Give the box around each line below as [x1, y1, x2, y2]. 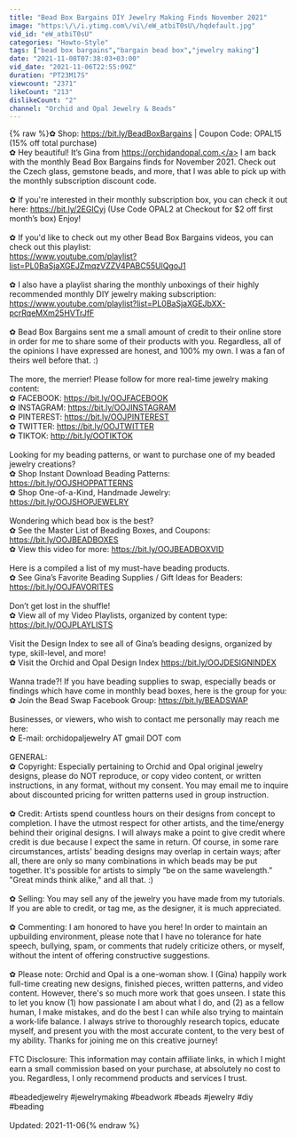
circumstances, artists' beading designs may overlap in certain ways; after [9, 846, 281, 857]
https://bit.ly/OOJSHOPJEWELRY [9, 497, 129, 508]
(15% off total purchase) [9, 138, 98, 148]
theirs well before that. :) [9, 355, 99, 365]
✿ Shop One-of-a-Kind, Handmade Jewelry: [9, 487, 171, 498]
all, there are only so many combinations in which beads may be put [9, 855, 258, 867]
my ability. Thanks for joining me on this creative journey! [9, 1035, 219, 1046]
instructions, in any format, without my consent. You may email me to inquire [9, 780, 289, 791]
